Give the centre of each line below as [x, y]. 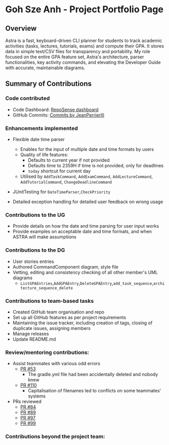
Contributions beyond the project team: [55, 437]
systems [37, 396]
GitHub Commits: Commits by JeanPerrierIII [58, 115]
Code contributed [27, 98]
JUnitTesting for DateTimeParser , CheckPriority [61, 192]
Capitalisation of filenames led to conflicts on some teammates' [94, 391]
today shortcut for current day [59, 171]
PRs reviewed [27, 402]
